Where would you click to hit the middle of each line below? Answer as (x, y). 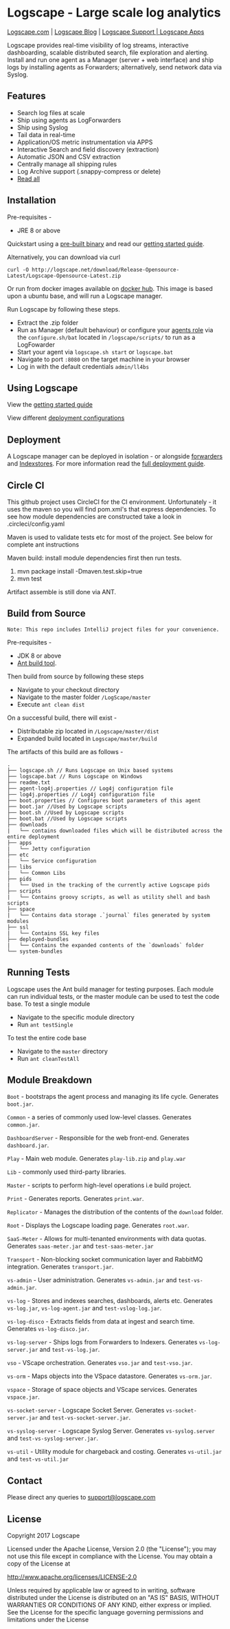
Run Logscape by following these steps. (64, 309)
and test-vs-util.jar (38, 1459)
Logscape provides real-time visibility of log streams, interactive (98, 45)
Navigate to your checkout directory (68, 689)
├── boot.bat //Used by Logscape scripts (67, 818)
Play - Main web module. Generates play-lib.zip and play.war (96, 1159)
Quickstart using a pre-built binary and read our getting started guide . (106, 243)
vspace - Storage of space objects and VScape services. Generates (102, 1390)
